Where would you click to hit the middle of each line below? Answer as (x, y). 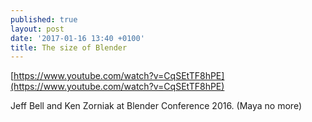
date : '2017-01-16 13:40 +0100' (77, 38)
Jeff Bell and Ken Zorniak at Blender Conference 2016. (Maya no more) (156, 106)
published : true (44, 19)
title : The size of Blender (69, 47)
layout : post (37, 29)
